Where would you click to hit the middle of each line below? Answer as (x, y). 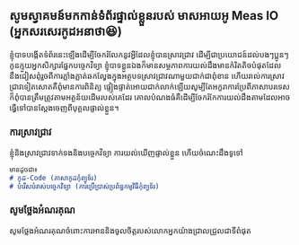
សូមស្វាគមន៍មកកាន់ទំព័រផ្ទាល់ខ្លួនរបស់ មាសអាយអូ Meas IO (144, 16)
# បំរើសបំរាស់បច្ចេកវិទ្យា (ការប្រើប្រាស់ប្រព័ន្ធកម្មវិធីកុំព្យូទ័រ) (84, 186)
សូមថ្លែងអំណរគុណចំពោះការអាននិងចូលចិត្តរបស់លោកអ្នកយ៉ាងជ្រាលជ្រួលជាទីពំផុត (130, 231)
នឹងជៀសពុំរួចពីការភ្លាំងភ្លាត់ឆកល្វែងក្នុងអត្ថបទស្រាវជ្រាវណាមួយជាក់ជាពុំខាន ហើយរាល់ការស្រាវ (147, 75)
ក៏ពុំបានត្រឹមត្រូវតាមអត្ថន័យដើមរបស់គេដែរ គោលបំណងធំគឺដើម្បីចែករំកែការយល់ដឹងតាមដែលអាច (150, 97)
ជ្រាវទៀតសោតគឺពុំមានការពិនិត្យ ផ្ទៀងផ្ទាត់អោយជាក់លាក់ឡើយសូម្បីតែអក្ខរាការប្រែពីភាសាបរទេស (149, 86)
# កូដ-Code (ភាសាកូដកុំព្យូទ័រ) (53, 178)
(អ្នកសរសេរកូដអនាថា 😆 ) (66, 32)
